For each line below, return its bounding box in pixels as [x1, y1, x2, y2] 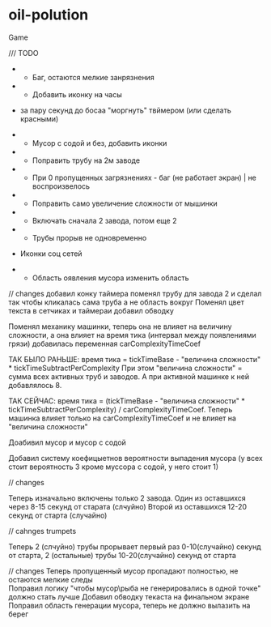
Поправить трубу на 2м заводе [32, 156, 140, 165]
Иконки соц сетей [19, 249, 83, 258]
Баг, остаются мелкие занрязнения [32, 72, 155, 82]
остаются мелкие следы [8, 574, 93, 584]
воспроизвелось [32, 181, 91, 191]
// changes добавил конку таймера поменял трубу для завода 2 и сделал [8, 288, 262, 298]
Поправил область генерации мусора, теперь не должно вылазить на [8, 600, 251, 610]
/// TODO [8, 48, 39, 58]
